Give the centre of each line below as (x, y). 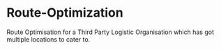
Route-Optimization (65, 13)
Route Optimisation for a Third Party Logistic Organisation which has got (110, 32)
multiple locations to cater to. (48, 39)
